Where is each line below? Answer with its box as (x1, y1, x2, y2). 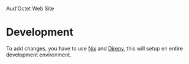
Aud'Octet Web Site (6, 5, 54, 12)
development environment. (6, 51, 72, 58)
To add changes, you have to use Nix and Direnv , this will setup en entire (6, 45, 183, 52)
